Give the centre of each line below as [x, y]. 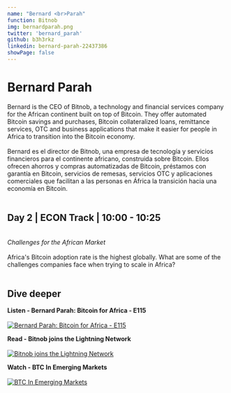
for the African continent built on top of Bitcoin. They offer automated [107, 114]
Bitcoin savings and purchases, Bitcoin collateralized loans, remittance [109, 121]
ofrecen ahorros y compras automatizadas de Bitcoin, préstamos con [107, 166]
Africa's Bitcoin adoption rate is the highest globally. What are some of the [114, 257]
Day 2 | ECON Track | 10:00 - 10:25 [84, 218]
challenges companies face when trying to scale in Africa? [91, 264]
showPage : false [31, 53]
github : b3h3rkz [31, 40]
